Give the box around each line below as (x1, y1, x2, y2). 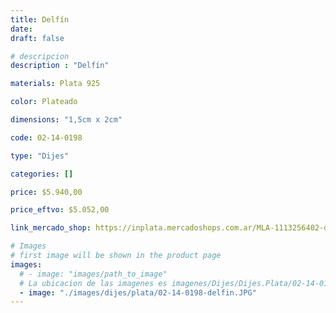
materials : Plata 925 (10, 79, 101, 89)
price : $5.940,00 (10, 187, 83, 197)
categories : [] (10, 169, 74, 179)
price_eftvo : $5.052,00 (10, 205, 110, 215)
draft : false (10, 33, 65, 43)
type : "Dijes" (10, 151, 70, 161)
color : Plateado (10, 97, 78, 107)
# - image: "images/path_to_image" (19, 269, 168, 279)
